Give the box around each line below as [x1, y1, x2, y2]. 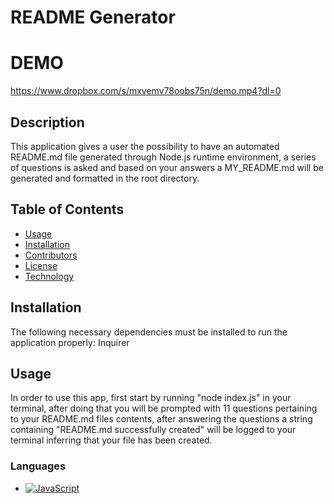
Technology [24, 270, 75, 282]
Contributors [24, 249, 78, 261]
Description [10, 114, 85, 131]
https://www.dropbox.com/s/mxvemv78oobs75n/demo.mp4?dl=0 [10, 85, 282, 97]
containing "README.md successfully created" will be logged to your [10, 424, 297, 436]
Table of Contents [10, 201, 125, 218]
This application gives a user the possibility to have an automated [10, 140, 280, 152]
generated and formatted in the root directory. [10, 172, 200, 184]
